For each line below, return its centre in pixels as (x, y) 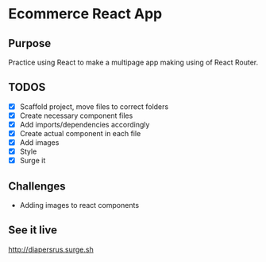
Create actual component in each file (80, 133)
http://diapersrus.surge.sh (51, 249)
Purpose (30, 43)
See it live (33, 231)
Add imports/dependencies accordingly (85, 124)
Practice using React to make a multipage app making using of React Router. (133, 62)
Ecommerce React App (85, 14)
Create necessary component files (76, 115)
